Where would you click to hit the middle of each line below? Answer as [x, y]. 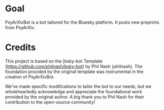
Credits [20, 48]
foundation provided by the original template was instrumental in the [74, 72]
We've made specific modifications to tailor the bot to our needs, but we [78, 86]
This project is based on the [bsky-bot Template [54, 61]
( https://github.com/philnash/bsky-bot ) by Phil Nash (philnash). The [74, 66]
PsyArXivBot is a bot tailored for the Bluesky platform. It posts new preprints [82, 22]
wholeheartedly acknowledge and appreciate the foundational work [74, 91]
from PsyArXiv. [20, 27]
